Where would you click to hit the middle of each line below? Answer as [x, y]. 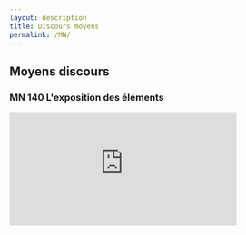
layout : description [49, 18]
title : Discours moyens [54, 26]
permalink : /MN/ [40, 34]
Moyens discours [59, 71]
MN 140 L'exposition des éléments [87, 97]
